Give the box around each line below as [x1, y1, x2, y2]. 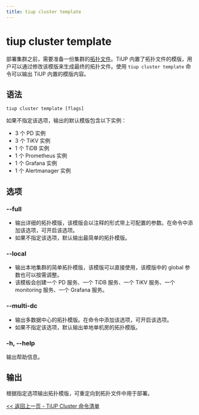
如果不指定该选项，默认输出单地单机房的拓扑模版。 [14, 323, 141, 330]
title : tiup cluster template [6, 8, 82, 15]
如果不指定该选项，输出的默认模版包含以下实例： [6, 117, 127, 124]
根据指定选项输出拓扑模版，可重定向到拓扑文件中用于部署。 [6, 389, 153, 396]
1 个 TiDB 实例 [14, 145, 50, 152]
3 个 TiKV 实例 [14, 137, 51, 145]
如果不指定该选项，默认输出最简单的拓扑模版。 [14, 234, 130, 242]
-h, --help [6, 339, 35, 347]
